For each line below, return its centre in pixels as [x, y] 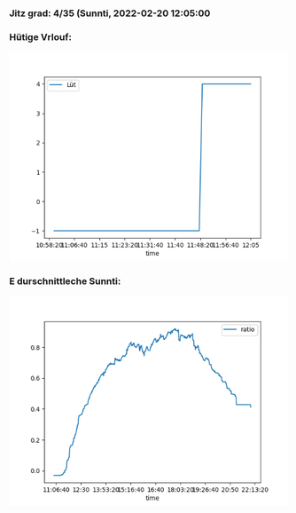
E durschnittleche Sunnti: [65, 281]
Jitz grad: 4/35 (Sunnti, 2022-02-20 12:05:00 [110, 13]
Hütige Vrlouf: [41, 36]
